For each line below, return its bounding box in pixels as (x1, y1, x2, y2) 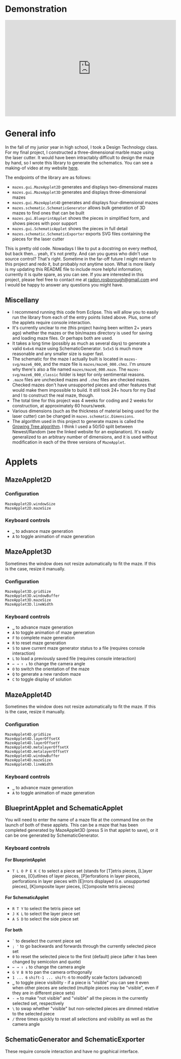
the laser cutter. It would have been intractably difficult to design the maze (5, 154, 155, 160)
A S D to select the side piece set (12, 916, 79, 921)
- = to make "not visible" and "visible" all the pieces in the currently (12, 995, 148, 1001)
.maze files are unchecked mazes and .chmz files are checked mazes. (12, 377, 151, 382)
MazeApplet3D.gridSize (5, 589, 51, 594)
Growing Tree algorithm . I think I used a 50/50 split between (12, 424, 133, 429)
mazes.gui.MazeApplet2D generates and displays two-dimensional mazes (12, 184, 158, 189)
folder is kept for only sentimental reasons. (59, 371, 145, 377)
